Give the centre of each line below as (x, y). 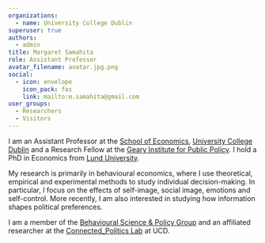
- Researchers (38, 112)
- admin (28, 45)
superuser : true (35, 30)
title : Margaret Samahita (51, 52)
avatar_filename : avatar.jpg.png (63, 67)
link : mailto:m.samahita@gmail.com (81, 97)
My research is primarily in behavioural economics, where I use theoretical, (131, 173)
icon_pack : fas (47, 89)
